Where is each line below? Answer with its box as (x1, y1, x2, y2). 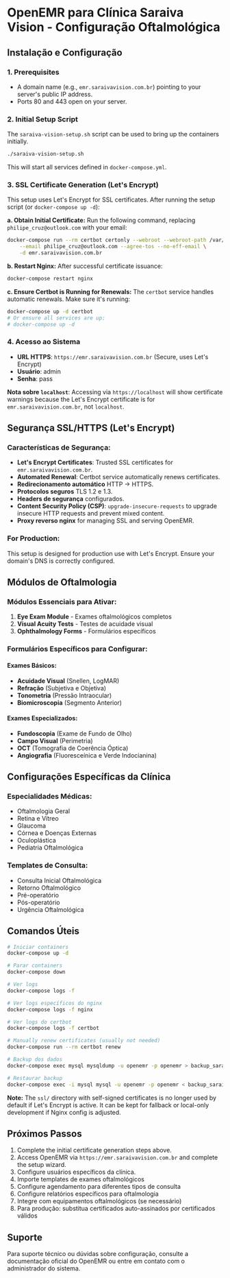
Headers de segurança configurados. (16, 495, 125, 503)
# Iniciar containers (7, 943, 69, 950)
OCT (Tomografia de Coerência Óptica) (16, 744, 129, 752)
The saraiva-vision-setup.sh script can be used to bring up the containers (7, 130, 219, 138)
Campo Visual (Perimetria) (16, 736, 94, 745)
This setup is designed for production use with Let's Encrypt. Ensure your (7, 549, 215, 557)
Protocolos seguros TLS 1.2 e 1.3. (16, 487, 113, 496)
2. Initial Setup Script (7, 114, 79, 124)
